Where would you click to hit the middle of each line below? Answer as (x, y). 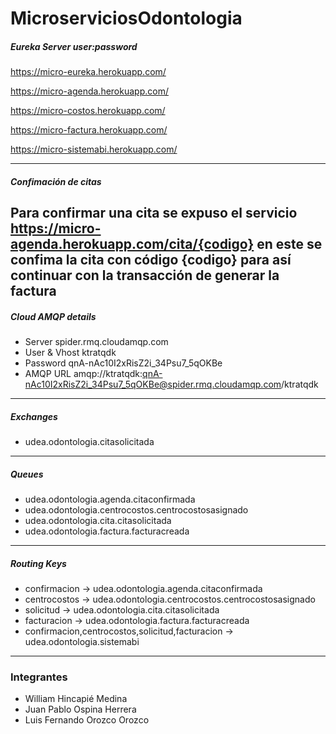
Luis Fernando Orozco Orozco (87, 720)
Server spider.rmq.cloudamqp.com (96, 342)
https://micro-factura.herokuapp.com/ (89, 130)
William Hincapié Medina (76, 699)
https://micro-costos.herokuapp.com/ (88, 111)
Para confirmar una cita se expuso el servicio (154, 213)
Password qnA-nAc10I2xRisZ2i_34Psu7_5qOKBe (123, 363)
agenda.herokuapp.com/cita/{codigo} (132, 244)
